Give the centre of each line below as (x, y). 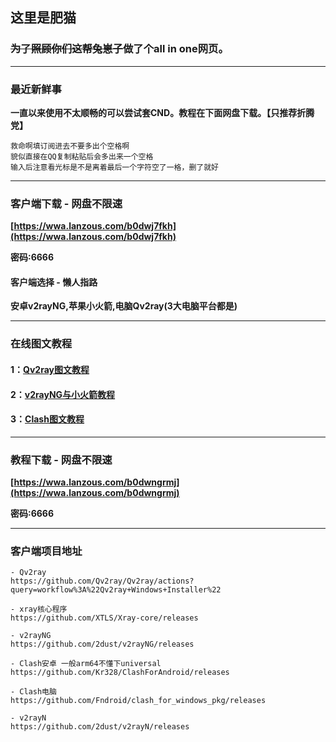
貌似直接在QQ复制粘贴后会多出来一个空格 (82, 156)
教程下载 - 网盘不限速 (61, 460)
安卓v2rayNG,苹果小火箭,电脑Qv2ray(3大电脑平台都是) (124, 306)
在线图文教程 (41, 344)
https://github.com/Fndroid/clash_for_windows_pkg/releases (138, 701)
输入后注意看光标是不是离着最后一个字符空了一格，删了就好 (114, 167)
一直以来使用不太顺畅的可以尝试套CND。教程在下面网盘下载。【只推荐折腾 (162, 112)
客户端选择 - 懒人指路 (54, 282)
